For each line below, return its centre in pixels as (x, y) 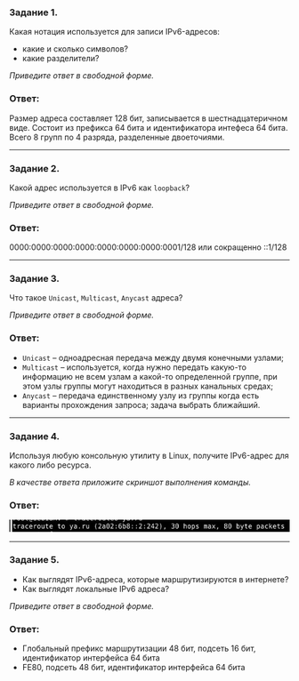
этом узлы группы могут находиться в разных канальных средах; (148, 386)
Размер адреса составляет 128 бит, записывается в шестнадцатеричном (148, 118)
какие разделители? (61, 59)
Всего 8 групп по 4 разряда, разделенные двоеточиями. (117, 137)
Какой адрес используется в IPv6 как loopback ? (99, 188)
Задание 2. (35, 168)
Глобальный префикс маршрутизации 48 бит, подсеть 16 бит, (139, 649)
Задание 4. (35, 436)
